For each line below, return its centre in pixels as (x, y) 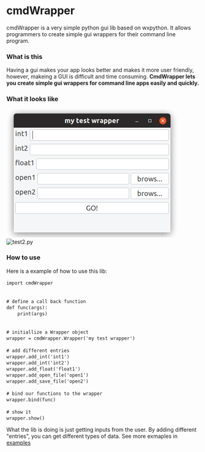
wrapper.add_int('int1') (38, 357)
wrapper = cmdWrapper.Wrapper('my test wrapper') (71, 338)
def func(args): (27, 308)
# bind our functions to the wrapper (54, 394)
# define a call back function (46, 302)
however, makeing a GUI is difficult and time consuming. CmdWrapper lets (101, 77)
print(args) (32, 314)
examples (19, 442)
